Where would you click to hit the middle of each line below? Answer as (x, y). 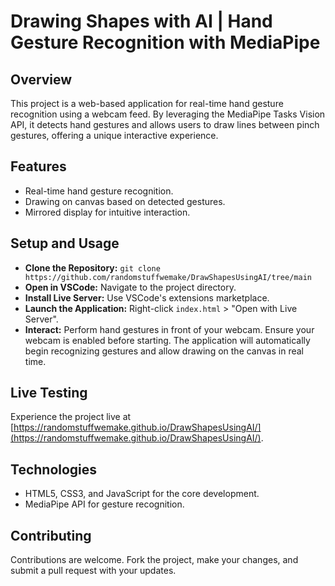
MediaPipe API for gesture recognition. (104, 504)
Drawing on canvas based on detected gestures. (125, 201)
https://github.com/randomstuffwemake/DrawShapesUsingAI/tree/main (168, 277)
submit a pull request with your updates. (93, 571)
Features (38, 166)
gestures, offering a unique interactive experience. (114, 135)
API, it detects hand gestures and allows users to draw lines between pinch (165, 124)
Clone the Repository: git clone (92, 267)
